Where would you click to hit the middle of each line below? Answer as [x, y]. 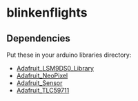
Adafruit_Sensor [39, 83]
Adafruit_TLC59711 [43, 90]
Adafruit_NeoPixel [42, 75]
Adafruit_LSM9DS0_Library [55, 68]
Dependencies [38, 38]
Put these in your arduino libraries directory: [69, 55]
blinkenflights [47, 13]
